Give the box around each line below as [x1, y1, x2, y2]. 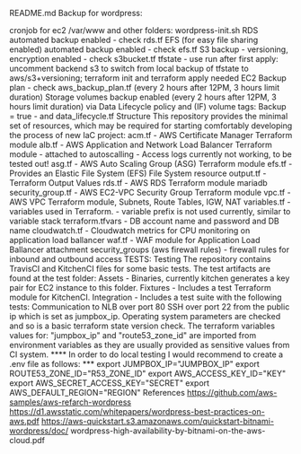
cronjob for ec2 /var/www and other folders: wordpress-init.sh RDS [9, 25, 259, 35]
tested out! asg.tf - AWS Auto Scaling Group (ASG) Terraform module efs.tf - [9, 159, 293, 169]
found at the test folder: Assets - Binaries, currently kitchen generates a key [9, 273, 290, 284]
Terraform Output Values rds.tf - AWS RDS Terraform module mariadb [9, 178, 268, 188]
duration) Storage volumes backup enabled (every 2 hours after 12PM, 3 [9, 92, 277, 102]
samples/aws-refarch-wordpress [9, 397, 132, 407]
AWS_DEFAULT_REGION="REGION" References [9, 388, 186, 397]
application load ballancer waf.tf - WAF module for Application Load [9, 235, 261, 245]
